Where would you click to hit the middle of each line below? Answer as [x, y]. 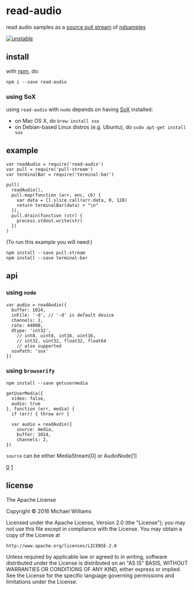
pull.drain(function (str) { [47, 216]
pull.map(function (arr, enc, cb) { [56, 195]
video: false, [29, 398]
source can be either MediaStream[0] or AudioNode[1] [71, 455]
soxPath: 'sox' [30, 351]
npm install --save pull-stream [46, 253]
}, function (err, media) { [41, 409]
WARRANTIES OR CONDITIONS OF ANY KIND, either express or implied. [93, 569]
